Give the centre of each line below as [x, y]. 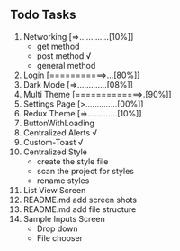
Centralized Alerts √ [60, 132]
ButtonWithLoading [59, 123]
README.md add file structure [80, 209]
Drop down [58, 228]
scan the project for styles [85, 171]
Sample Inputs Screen [64, 218]
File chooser [60, 237]
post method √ [64, 56]
